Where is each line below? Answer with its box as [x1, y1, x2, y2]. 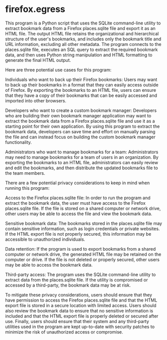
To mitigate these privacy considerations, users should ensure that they [5, 292, 153, 298]
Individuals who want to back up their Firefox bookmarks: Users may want [5, 76, 158, 82]
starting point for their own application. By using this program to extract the [5, 123, 160, 129]
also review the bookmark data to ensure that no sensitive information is [5, 308, 154, 314]
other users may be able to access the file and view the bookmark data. [5, 211, 153, 217]
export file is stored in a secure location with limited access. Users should [5, 302, 157, 308]
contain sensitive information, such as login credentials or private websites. [5, 226, 160, 232]
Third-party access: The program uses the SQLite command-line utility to [5, 271, 156, 278]
